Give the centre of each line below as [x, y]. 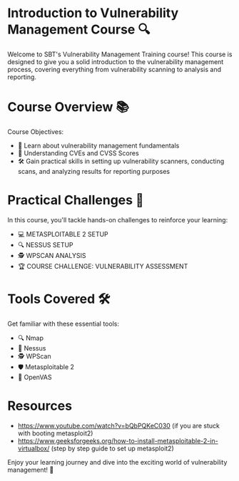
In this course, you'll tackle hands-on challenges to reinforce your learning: [118, 219]
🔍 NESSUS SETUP [45, 244]
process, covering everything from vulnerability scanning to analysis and [114, 69]
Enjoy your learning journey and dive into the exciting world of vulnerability [117, 462]
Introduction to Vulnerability [93, 13]
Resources [40, 406]
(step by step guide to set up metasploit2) [113, 448]
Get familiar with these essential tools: [63, 324]
